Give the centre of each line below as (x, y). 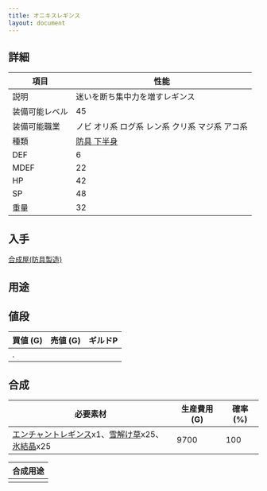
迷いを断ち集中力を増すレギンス (135, 97)
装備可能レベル (41, 112)
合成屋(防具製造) (35, 260)
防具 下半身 (97, 141)
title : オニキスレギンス (44, 15)
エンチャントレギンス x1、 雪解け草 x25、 (88, 435)
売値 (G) (66, 341)
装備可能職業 (37, 126)
